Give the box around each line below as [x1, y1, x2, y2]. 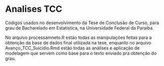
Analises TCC [5, 3, 62, 15]
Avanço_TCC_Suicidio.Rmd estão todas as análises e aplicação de [5, 45, 140, 51]
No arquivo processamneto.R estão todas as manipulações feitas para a [5, 34, 152, 40]
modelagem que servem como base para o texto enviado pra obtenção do [5, 50, 157, 56]
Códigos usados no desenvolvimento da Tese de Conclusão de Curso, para [5, 20, 160, 26]
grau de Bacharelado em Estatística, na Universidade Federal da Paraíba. [5, 25, 154, 31]
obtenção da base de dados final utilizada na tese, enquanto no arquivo [5, 39, 152, 45]
